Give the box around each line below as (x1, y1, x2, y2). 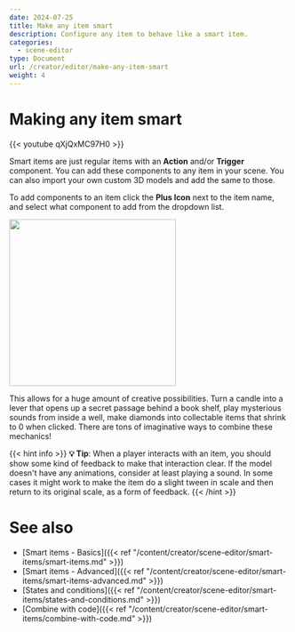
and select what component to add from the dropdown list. (9, 201, 225, 212)
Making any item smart (9, 108, 182, 129)
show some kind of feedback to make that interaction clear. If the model (9, 458, 273, 468)
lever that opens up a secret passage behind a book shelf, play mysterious (9, 402, 282, 413)
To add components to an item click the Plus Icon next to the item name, (9, 192, 275, 203)
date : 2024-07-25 (9, 12, 74, 22)
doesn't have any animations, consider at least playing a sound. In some (9, 468, 274, 478)
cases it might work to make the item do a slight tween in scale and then (9, 476, 274, 487)
